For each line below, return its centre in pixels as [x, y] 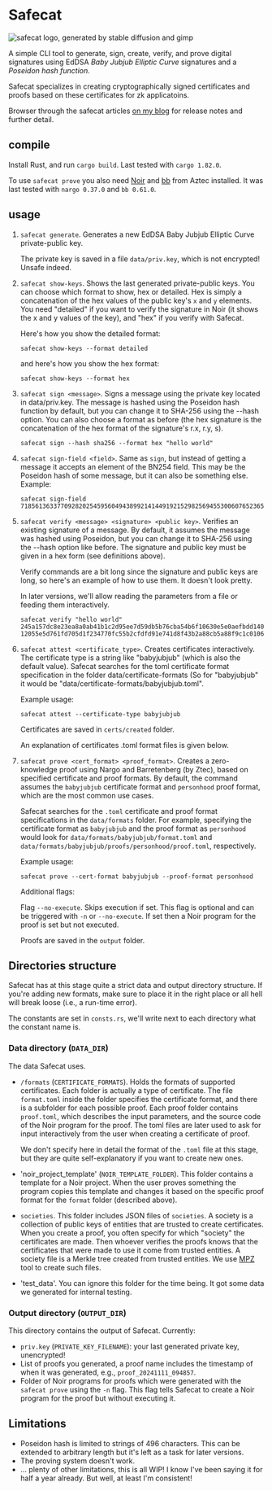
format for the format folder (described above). [99, 1200]
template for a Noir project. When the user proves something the [128, 1183]
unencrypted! [43, 1355]
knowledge [39, 769]
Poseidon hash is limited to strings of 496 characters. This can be [130, 1443]
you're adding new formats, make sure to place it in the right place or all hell [136, 994]
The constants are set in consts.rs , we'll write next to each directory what [132, 1018]
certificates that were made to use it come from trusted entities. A [130, 1250]
